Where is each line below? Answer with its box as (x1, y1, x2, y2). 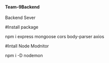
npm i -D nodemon (5, 53, 43, 59)
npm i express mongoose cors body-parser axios (5, 34, 104, 40)
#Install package (5, 24, 39, 30)
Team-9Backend (5, 4, 40, 10)
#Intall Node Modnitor (5, 43, 49, 49)
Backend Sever (5, 15, 36, 21)
